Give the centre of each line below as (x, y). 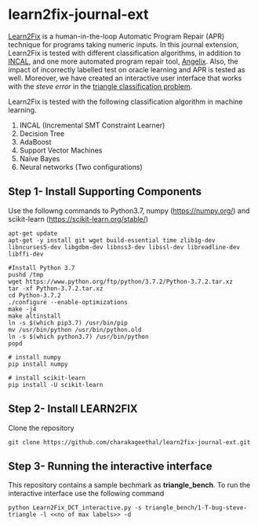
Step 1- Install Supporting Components (105, 191)
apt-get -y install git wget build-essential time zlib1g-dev (112, 240)
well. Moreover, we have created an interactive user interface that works (125, 78)
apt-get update (33, 234)
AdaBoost (35, 142)
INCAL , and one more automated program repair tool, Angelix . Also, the (124, 61)
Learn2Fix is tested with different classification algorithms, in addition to (125, 53)
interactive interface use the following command (86, 494)
